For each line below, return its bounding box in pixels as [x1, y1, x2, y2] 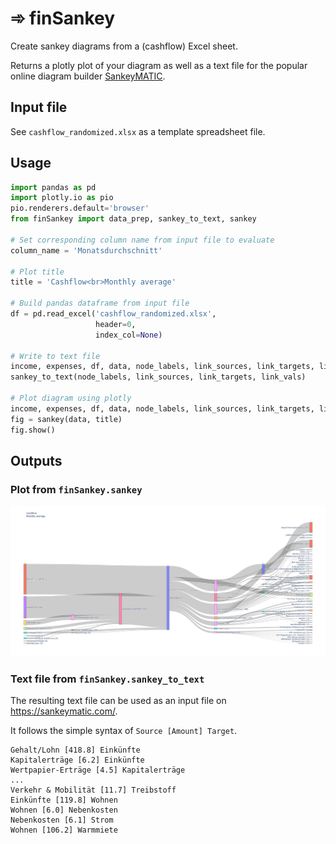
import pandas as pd [10, 182, 97, 192]
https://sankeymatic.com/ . [10, 705, 118, 717]
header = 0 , [95, 319, 137, 329]
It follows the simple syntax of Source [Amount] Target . [10, 725, 238, 737]
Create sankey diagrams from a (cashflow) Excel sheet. [10, 40, 238, 52]
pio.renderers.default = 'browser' [10, 203, 150, 214]
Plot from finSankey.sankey [10, 482, 143, 496]
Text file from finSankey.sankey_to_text [10, 672, 205, 686]
